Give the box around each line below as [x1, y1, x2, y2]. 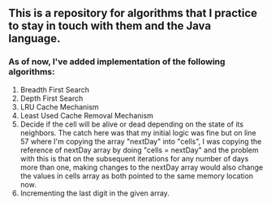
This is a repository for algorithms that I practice [8, 6, 258, 20]
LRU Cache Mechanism [19, 101, 99, 112]
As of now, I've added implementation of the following [8, 56, 226, 67]
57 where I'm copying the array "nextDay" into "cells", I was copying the [19, 136, 262, 146]
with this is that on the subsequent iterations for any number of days [19, 153, 249, 163]
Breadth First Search [19, 84, 90, 94]
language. [8, 32, 61, 45]
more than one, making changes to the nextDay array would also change [19, 162, 264, 172]
